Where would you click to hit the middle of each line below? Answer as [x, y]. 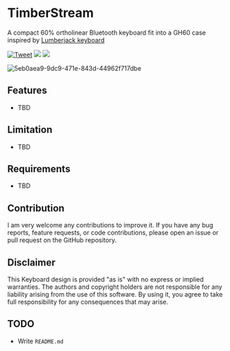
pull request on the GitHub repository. [62, 240]
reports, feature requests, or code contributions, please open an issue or [113, 233]
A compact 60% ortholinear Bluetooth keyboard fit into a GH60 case [107, 32]
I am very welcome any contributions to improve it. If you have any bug [110, 225]
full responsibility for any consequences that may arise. [88, 302]
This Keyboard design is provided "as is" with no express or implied [106, 279]
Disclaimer [31, 262]
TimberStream [50, 13]
